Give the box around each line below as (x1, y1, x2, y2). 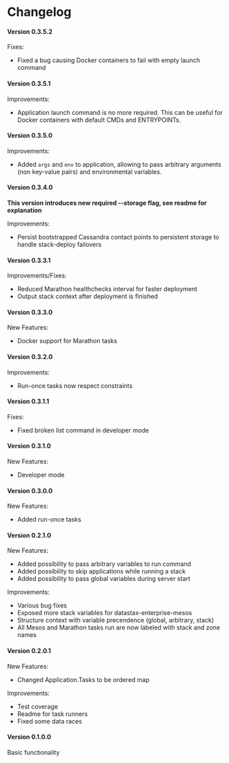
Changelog (7, 4, 72, 20)
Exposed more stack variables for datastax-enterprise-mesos (17, 609, 192, 617)
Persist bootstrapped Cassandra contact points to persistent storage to (17, 233, 219, 241)
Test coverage (17, 702, 59, 710)
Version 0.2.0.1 (7, 647, 52, 655)
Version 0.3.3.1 (7, 256, 51, 264)
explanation (7, 206, 42, 214)
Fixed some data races (17, 717, 83, 725)
